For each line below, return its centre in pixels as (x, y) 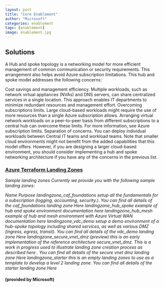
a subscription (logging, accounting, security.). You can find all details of (79, 200)
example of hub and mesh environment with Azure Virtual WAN (69, 216)
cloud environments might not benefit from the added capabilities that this (80, 141)
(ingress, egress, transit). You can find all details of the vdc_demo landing (80, 232)
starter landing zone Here (31, 268)
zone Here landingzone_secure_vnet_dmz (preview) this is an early (72, 237)
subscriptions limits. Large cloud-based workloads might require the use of (81, 110)
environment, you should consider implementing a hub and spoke (71, 152)
